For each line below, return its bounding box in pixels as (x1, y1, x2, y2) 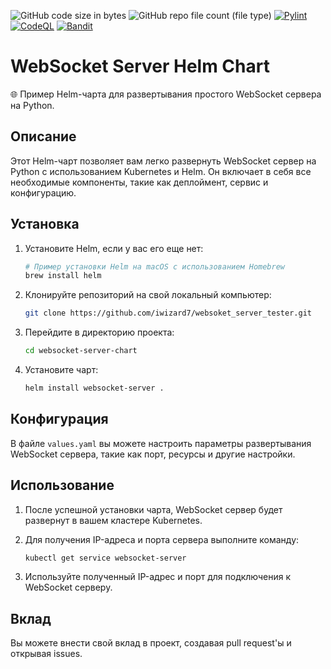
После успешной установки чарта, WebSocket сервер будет (24, 503, 283, 515)
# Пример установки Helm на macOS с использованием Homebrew (24, 261, 286, 272)
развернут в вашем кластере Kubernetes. (24, 514, 203, 526)
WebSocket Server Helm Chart (10, 55, 270, 78)
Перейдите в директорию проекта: (24, 326, 175, 339)
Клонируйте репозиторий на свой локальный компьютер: (24, 289, 272, 301)
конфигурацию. (10, 186, 77, 199)
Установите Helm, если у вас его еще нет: (24, 242, 204, 254)
